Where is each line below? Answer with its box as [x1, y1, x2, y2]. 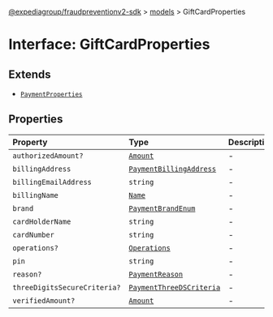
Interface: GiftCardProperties [8, 36, 210, 54]
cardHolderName [12, 216, 71, 226]
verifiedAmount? [12, 296, 76, 305]
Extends [8, 67, 51, 81]
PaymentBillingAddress [128, 164, 217, 173]
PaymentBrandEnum [128, 203, 196, 213]
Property [12, 136, 48, 148]
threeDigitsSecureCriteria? [12, 283, 121, 292]
